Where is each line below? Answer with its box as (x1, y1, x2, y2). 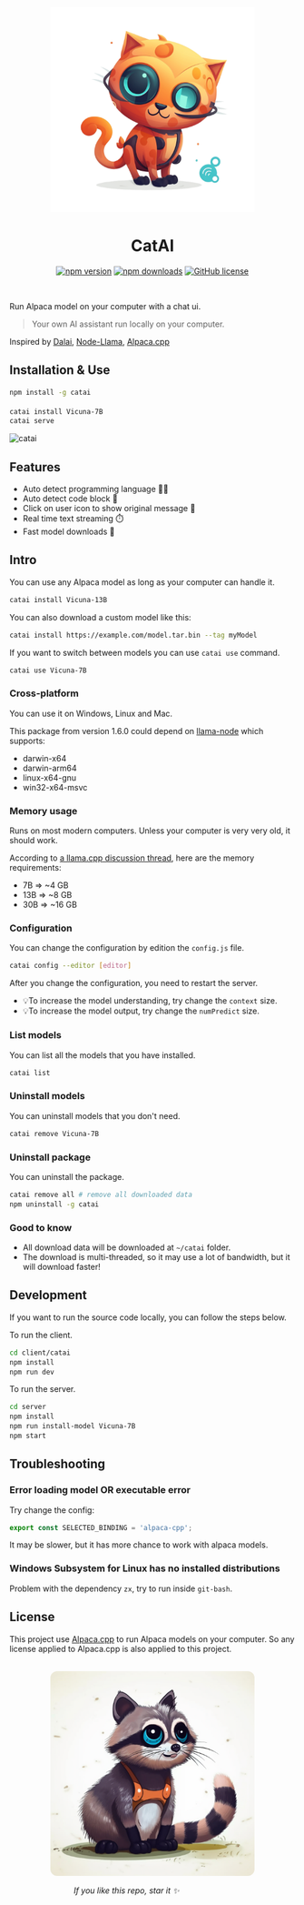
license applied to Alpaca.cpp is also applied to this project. (9, 1643, 232, 1654)
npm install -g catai (9, 388, 92, 397)
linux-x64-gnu (22, 771, 77, 783)
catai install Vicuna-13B (9, 595, 107, 604)
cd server (9, 1403, 47, 1412)
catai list (9, 1068, 51, 1077)
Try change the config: (9, 1504, 95, 1516)
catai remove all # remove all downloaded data (9, 1190, 193, 1199)
